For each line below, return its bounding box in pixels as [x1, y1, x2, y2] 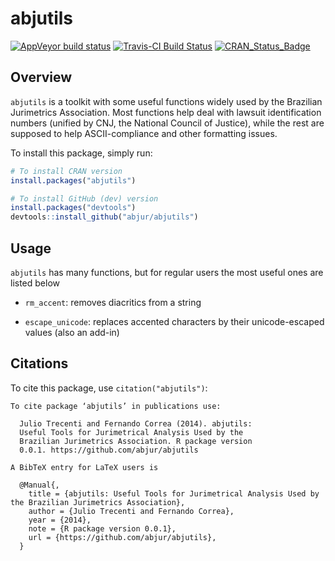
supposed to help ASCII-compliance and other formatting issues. [10, 127, 278, 139]
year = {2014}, [28, 515, 92, 525]
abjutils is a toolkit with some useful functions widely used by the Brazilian [10, 95, 323, 107]
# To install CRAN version [10, 166, 123, 176]
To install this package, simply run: [10, 147, 153, 159]
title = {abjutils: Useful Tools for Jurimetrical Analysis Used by [28, 488, 320, 499]
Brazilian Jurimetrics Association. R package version [19, 436, 253, 446]
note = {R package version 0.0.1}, [28, 523, 177, 534]
